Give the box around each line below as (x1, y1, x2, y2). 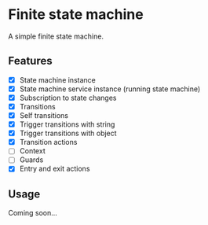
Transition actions (19, 138, 78, 147)
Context (19, 146, 46, 156)
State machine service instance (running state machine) (19, 84, 201, 94)
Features (8, 54, 53, 68)
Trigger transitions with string (19, 120, 115, 129)
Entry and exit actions (19, 164, 90, 174)
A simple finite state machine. (8, 31, 104, 41)
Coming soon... (8, 208, 57, 218)
